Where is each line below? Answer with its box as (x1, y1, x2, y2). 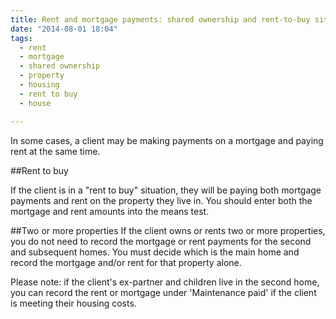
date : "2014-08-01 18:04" (10, 24, 118, 34)
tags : (10, 33, 33, 43)
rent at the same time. (10, 145, 101, 157)
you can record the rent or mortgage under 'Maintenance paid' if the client (10, 286, 317, 298)
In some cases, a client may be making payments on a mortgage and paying (10, 134, 324, 146)
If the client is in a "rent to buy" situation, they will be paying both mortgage (10, 184, 322, 196)
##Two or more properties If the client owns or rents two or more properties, (10, 224, 326, 236)
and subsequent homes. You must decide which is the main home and (10, 246, 300, 258)
